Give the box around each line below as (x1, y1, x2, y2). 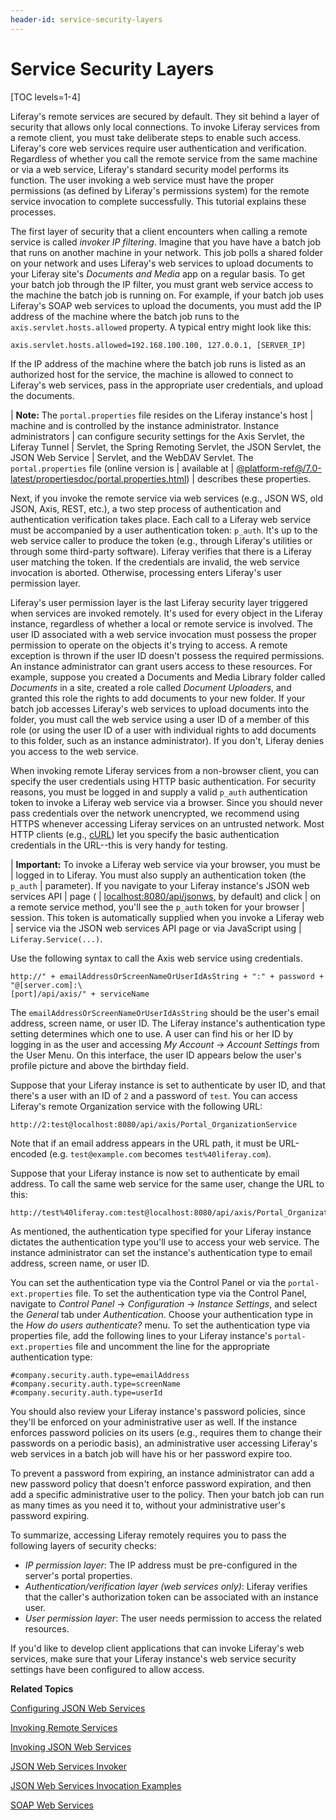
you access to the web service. (10, 745, 140, 757)
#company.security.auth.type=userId (10, 1387, 163, 1398)
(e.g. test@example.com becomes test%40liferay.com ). (49, 1147, 272, 1160)
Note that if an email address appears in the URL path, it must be (10, 1137, 277, 1149)
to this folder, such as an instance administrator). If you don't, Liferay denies (10, 734, 325, 746)
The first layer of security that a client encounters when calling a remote (10, 225, 308, 237)
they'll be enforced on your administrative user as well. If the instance (10, 1416, 298, 1428)
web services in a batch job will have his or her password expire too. (10, 1447, 293, 1460)
